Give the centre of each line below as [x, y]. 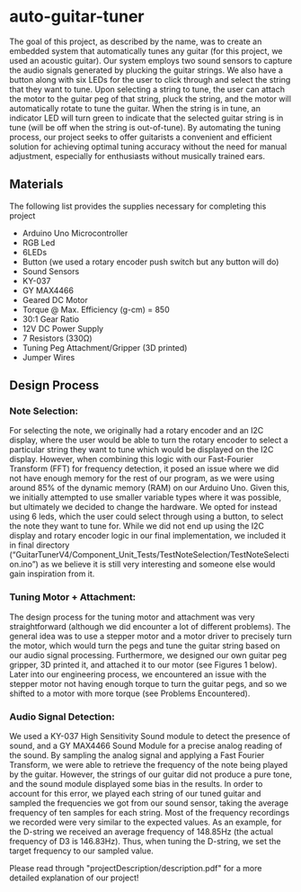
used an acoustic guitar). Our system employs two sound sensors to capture [151, 60]
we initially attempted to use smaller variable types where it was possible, [146, 497]
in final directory [40, 545]
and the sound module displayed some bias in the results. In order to [136, 784]
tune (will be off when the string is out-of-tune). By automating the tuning [145, 127]
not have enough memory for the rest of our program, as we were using [142, 478]
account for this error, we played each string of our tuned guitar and [135, 794]
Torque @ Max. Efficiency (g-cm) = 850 [96, 309]
